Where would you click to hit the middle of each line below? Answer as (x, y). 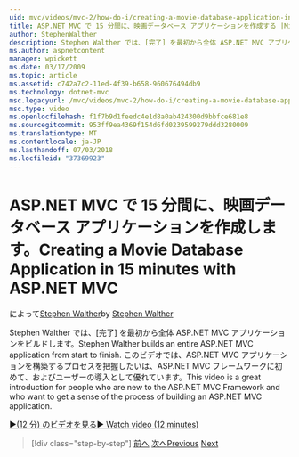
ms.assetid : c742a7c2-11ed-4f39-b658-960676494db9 (105, 84)
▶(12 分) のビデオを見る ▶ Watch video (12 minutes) (104, 425)
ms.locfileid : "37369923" (57, 158)
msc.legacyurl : (37, 100)
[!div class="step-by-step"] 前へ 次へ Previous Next (125, 444)
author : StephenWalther (53, 34)
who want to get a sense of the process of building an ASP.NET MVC (136, 396)
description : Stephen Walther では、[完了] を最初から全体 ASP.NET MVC (137, 42)
